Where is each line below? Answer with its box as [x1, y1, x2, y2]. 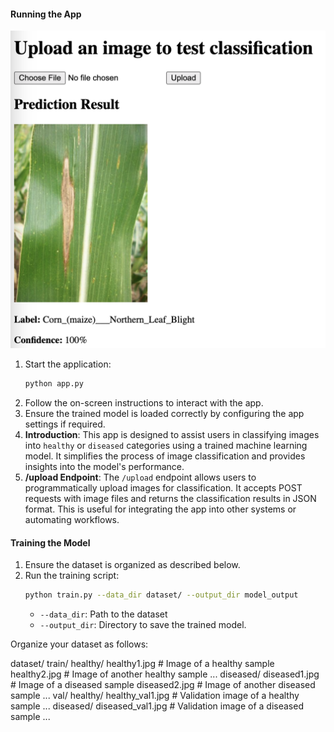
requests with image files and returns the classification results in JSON [24, 493, 317, 505]
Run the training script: [24, 570, 120, 582]
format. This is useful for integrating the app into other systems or [24, 503, 297, 515]
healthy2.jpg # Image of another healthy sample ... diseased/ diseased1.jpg [10, 668, 320, 680]
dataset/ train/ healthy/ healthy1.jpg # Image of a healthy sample [10, 658, 275, 670]
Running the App [10, 8, 82, 20]
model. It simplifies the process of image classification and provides [24, 450, 306, 462]
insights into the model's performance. [24, 461, 185, 473]
